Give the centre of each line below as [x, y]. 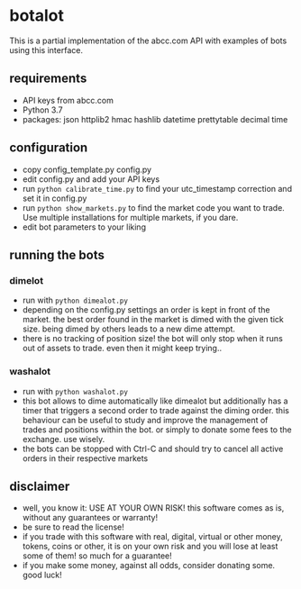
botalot [37, 16]
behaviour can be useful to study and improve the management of [145, 420]
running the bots [57, 254]
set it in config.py [55, 198]
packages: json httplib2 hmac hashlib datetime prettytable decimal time [155, 119]
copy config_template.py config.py [87, 169]
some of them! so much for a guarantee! [97, 556]
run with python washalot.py [75, 391]
